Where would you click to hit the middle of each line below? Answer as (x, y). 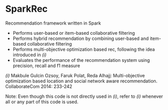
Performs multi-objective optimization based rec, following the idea (84, 49)
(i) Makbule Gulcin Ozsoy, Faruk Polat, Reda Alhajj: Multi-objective (75, 75)
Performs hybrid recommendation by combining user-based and (81, 38)
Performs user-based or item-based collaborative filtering (74, 33)
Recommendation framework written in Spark (53, 23)
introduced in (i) (30, 55)
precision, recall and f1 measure (46, 65)
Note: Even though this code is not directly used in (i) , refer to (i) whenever (84, 96)
